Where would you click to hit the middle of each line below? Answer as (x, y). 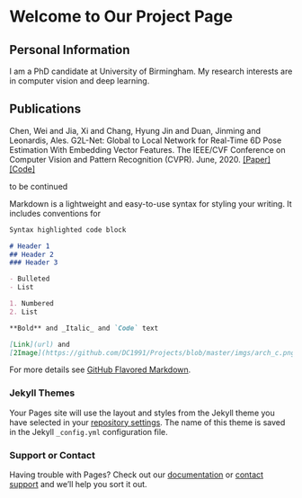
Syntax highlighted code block (68, 230)
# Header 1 (30, 246)
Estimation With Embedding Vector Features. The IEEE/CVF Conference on (147, 149)
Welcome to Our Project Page (121, 17)
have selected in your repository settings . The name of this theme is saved (147, 422)
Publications (45, 109)
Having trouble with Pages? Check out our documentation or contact (136, 475)
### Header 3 (34, 262)
